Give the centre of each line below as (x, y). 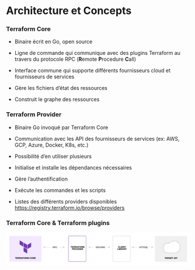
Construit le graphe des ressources (57, 99)
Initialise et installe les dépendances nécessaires (73, 167)
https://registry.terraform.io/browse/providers (69, 207)
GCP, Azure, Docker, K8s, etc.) (51, 145)
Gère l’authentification (41, 179)
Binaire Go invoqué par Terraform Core (61, 127)
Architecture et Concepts (69, 11)
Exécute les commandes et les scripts (60, 190)
